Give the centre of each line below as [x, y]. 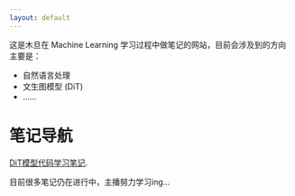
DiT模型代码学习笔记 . [49, 163]
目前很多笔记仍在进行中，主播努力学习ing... [90, 182]
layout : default [40, 18]
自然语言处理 [46, 75]
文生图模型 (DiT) [53, 86]
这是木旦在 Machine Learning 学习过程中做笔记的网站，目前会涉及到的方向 [148, 44]
